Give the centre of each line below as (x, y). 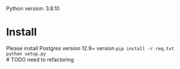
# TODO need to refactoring (40, 59)
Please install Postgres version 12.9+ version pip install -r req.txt (90, 48)
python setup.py (26, 54)
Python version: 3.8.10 (33, 8)
